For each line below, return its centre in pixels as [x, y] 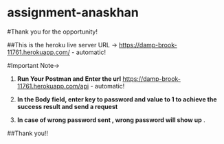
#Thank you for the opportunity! [53, 32]
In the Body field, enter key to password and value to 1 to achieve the [117, 99]
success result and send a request [67, 106]
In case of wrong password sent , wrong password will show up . [111, 120]
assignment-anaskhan [73, 13]
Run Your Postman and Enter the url [69, 79]
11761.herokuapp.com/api [53, 86]
